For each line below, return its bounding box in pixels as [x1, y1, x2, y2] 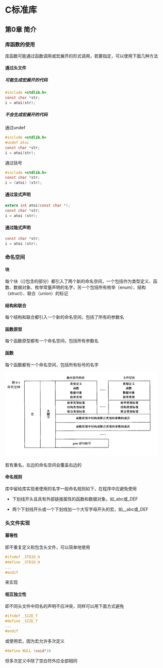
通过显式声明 [5, 191, 31, 197]
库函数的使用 [5, 41, 35, 48]
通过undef [5, 125, 26, 131]
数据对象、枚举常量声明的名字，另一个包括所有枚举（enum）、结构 [13, 285, 146, 291]
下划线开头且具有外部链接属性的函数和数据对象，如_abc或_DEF [12, 496, 138, 502]
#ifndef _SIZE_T [5, 613, 38, 618]
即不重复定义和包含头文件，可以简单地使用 [5, 544, 90, 550]
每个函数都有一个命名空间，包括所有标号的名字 [5, 361, 98, 367]
